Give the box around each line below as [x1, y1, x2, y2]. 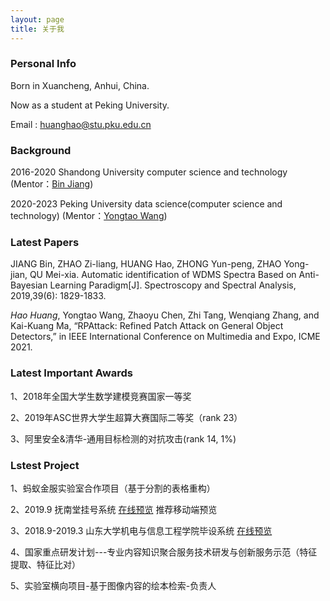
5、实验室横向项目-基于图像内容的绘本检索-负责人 [10, 579, 217, 591]
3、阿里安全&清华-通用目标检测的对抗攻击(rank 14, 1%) [10, 432, 237, 445]
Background [10, 143, 72, 157]
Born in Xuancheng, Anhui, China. [10, 79, 150, 91]
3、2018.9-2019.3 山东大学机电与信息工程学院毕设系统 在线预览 [10, 524, 273, 536]
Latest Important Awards [10, 366, 134, 380]
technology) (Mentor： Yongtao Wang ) [10, 210, 168, 222]
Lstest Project [10, 458, 80, 472]
